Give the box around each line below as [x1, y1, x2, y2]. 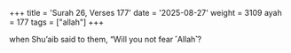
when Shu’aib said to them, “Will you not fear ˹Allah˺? [9, 34, 202, 44]
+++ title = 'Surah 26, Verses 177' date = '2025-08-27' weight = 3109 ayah [9, 8, 282, 18]
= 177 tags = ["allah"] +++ [9, 17, 105, 27]
